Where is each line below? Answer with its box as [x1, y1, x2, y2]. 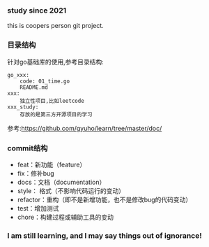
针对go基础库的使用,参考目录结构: [7, 57, 104, 66]
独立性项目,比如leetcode [20, 97, 85, 104]
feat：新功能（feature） [17, 160, 86, 169]
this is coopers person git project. [7, 22, 104, 30]
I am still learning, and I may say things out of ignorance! [7, 230, 202, 240]
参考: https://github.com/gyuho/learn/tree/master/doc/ [7, 124, 162, 132]
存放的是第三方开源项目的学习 [20, 111, 93, 118]
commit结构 [7, 143, 48, 153]
